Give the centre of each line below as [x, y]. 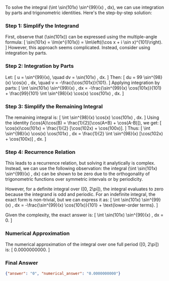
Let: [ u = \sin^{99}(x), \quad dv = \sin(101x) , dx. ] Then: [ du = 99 [74, 77]
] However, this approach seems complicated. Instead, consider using [78, 48]
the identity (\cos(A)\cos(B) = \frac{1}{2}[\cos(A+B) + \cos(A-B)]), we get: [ [83, 123]
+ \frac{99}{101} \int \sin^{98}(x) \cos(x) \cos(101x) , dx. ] [65, 93]
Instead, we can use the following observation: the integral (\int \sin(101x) [81, 169]
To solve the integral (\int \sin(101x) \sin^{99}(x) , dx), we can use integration [84, 7]
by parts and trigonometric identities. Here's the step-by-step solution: [79, 13]
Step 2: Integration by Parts [40, 66]
